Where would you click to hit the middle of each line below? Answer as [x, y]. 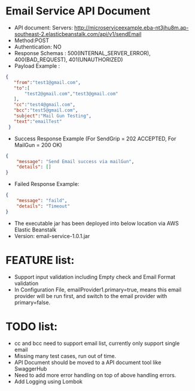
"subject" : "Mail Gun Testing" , [53, 116]
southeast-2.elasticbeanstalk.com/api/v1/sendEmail [78, 34]
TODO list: [32, 327]
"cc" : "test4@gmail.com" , [45, 105]
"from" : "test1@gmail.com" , [47, 82]
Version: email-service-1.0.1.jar [52, 236]
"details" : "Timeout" [43, 206]
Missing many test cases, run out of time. [65, 356]
